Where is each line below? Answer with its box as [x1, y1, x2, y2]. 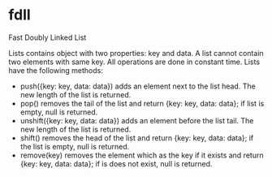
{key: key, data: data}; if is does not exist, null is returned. [19, 158, 213, 168]
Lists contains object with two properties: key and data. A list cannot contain [8, 48, 264, 58]
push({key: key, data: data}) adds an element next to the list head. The [19, 81, 256, 91]
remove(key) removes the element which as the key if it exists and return [19, 150, 264, 160]
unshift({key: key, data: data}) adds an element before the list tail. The [19, 115, 254, 125]
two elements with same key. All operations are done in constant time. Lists [8, 57, 261, 67]
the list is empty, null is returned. [19, 141, 130, 151]
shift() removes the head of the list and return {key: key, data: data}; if [19, 132, 254, 143]
